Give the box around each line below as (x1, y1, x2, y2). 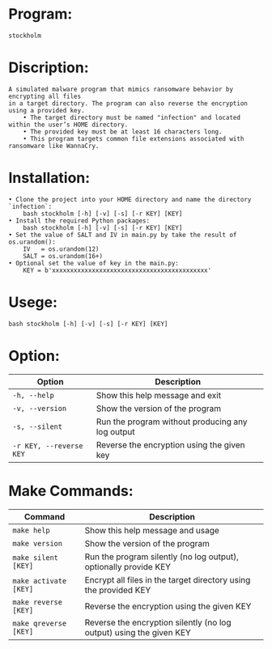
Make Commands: (8, 481, 134, 500)
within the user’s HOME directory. (8, 121, 129, 129)
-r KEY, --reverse (12, 441, 83, 450)
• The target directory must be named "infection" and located (23, 113, 241, 121)
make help (12, 525, 50, 535)
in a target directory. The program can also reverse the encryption (8, 99, 249, 108)
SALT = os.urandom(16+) (23, 252, 104, 260)
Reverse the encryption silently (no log (84, 617, 232, 628)
